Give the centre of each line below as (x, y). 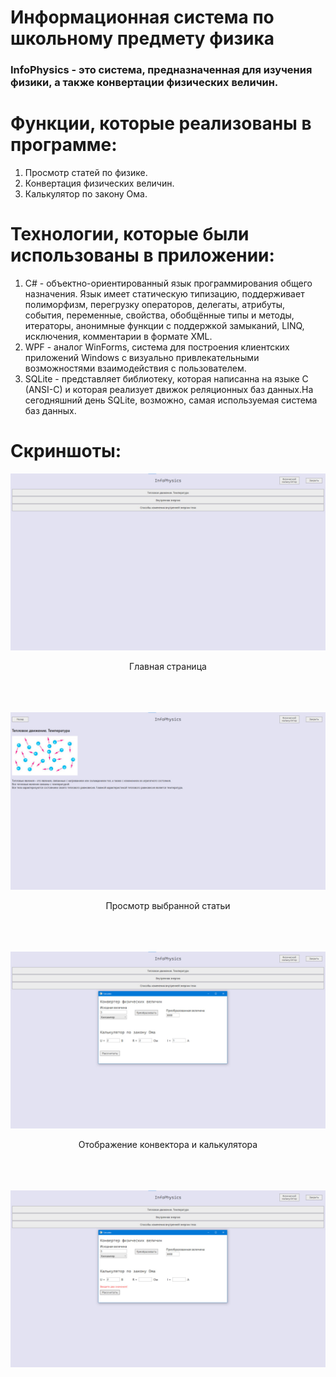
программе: (64, 145)
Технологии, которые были (130, 234)
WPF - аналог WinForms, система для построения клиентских (157, 347)
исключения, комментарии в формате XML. (118, 336)
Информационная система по (142, 17)
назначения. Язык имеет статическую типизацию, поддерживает (164, 293)
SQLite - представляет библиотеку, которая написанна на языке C (166, 378)
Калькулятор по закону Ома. (86, 194)
